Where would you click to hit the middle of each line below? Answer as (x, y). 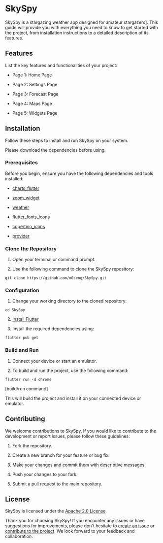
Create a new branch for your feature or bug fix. (61, 455)
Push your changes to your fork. (45, 474)
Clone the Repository (31, 248)
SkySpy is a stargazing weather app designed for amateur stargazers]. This (82, 22)
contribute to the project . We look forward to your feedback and (70, 531)
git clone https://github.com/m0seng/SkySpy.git (56, 278)
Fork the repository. (32, 445)
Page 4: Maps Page (32, 103)
